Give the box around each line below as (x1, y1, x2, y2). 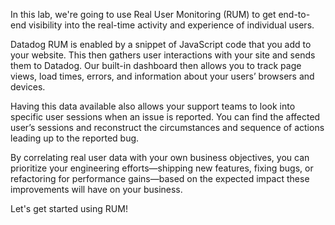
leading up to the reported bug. (10, 132, 140, 144)
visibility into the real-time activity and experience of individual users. (28, 19, 315, 31)
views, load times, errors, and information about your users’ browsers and (10, 70, 315, 82)
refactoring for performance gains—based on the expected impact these (10, 173, 310, 184)
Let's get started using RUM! (10, 203, 128, 214)
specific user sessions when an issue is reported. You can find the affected (10, 111, 321, 123)
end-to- (278, 9, 311, 20)
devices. (10, 81, 46, 93)
